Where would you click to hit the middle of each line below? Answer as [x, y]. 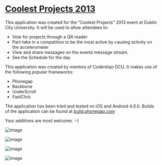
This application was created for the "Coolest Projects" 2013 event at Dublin [81, 22]
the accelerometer [31, 47]
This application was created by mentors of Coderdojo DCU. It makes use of [81, 67]
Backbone [22, 86]
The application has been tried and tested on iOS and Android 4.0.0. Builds [80, 106]
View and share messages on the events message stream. [70, 52]
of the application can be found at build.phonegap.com [60, 111]
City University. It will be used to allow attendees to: [57, 27]
